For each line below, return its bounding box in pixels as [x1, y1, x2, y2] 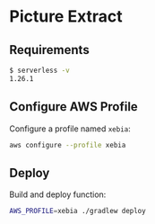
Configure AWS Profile [9, 99, 139, 114]
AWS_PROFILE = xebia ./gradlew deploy [9, 207, 146, 216]
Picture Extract [9, 6, 123, 27]
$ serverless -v [9, 66, 70, 75]
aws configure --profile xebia [9, 140, 126, 149]
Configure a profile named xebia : [9, 123, 132, 134]
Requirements [9, 42, 90, 58]
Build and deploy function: [9, 189, 107, 200]
